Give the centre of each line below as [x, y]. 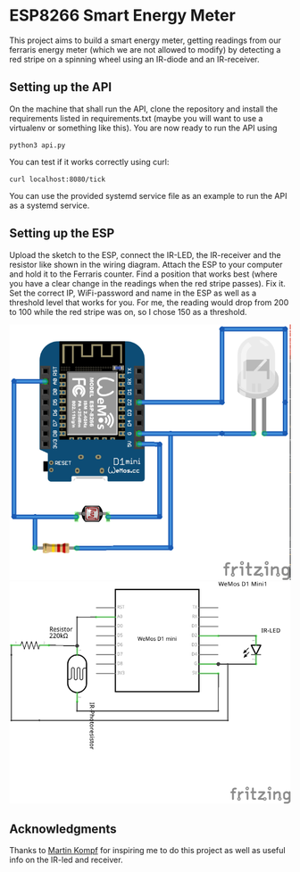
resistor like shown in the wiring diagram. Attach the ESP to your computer [146, 264]
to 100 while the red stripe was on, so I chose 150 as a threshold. [128, 311]
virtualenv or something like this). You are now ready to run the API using [143, 128]
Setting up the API [61, 87]
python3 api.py [37, 145]
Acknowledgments [63, 829]
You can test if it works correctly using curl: [89, 162]
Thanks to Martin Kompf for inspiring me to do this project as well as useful [147, 851]
